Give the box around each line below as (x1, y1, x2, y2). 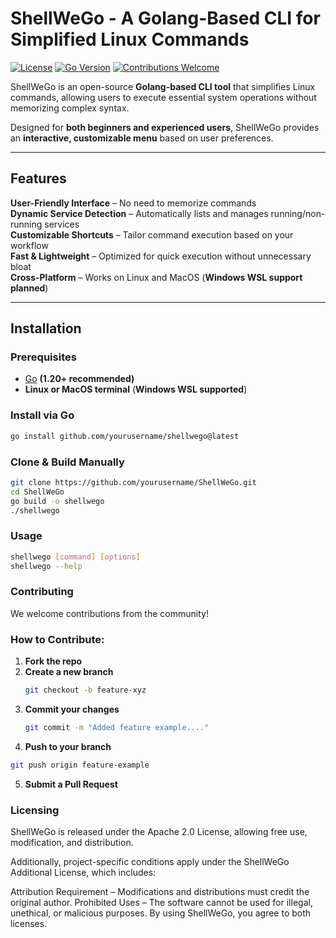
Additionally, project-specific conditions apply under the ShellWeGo (10, 855, 290, 867)
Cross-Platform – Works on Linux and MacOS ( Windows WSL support (10, 271, 303, 283)
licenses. (10, 917, 48, 929)
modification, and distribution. (10, 836, 134, 848)
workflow (10, 239, 49, 251)
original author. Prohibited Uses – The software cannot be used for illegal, (10, 896, 313, 908)
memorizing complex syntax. (10, 102, 130, 114)
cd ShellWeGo (10, 487, 65, 497)
